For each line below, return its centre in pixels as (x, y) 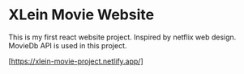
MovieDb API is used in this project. (68, 45)
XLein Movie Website (81, 15)
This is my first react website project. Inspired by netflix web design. (122, 37)
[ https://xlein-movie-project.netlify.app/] (76, 61)
